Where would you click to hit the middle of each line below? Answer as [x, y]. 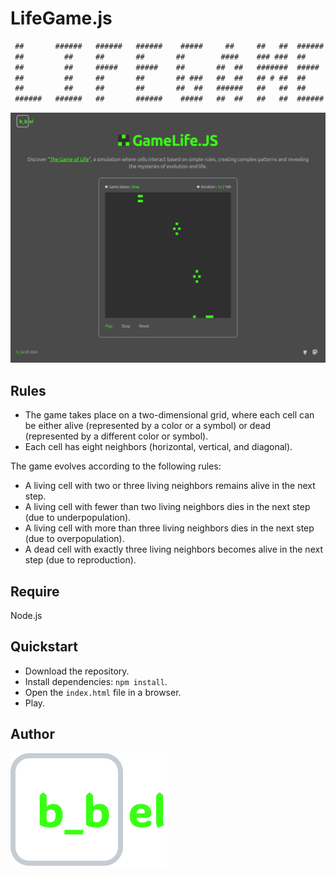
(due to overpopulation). [74, 539]
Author [32, 734]
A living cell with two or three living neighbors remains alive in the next [170, 486]
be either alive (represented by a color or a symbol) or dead [148, 426]
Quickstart [44, 647]
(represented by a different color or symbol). [116, 436]
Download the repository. [77, 671]
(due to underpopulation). [78, 518]
